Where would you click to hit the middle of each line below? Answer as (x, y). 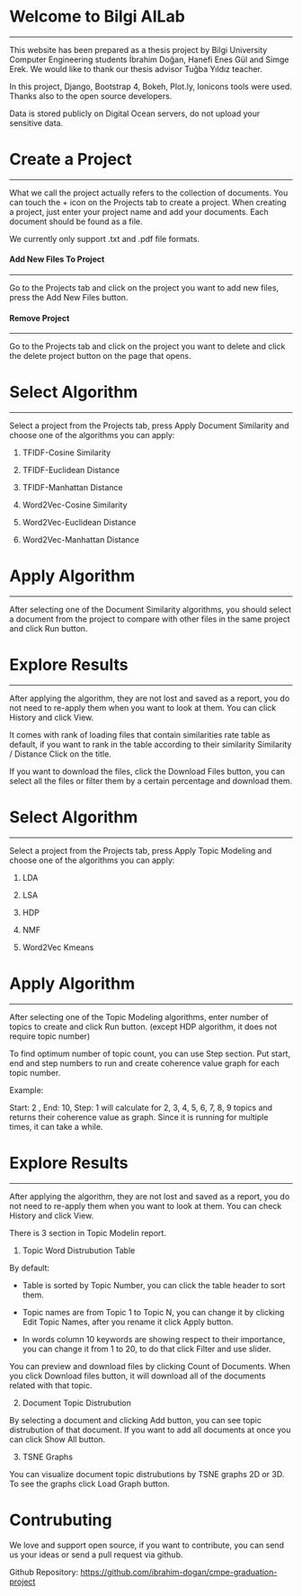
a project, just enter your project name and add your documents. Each (139, 211)
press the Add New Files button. (69, 298)
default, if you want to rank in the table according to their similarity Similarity (151, 745)
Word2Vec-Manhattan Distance (81, 540)
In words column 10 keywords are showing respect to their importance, (154, 1339)
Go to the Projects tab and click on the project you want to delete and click (147, 346)
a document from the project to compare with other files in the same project (150, 619)
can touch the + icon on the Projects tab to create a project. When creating (148, 202)
